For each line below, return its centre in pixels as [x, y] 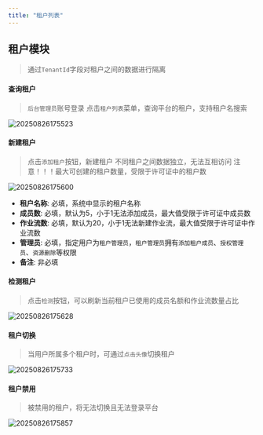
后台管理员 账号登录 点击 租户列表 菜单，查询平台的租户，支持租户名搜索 [137, 108]
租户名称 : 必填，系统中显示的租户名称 [80, 203]
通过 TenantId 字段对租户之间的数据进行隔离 [97, 69]
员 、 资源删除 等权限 [48, 252]
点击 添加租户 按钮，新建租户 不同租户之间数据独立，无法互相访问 [130, 161]
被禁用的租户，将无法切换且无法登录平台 [93, 408]
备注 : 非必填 [39, 262]
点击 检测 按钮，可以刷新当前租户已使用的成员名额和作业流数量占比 [133, 301]
